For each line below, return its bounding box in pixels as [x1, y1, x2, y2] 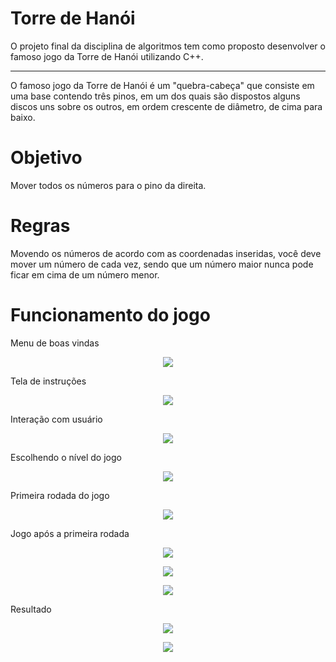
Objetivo [10, 147, 83, 169]
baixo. [10, 111, 36, 123]
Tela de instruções [10, 375, 87, 387]
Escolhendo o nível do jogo [10, 451, 122, 463]
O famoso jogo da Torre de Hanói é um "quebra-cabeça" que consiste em [10, 79, 315, 91]
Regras [10, 215, 71, 237]
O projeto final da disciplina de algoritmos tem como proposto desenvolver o [10, 40, 326, 52]
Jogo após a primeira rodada [10, 527, 130, 539]
